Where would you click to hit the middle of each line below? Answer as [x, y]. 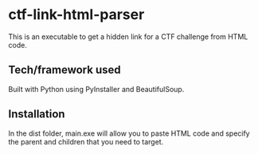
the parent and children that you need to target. [86, 141]
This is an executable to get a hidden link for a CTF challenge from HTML [128, 37]
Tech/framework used [64, 70]
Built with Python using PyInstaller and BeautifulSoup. [96, 89]
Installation [37, 114]
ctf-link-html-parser [76, 15]
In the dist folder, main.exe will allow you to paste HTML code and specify [129, 133]
